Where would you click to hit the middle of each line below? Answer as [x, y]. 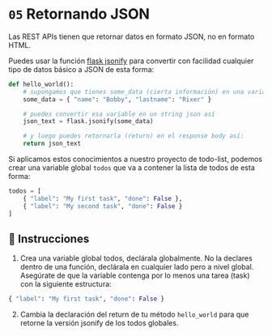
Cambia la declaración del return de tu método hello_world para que [134, 315]
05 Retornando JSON [79, 14]
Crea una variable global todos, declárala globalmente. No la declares [136, 258]
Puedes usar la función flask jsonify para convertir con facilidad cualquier [131, 61]
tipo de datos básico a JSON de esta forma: [81, 69]
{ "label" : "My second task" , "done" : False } [103, 206]
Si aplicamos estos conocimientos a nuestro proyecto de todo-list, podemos [136, 159]
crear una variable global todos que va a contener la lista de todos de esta [132, 168]
